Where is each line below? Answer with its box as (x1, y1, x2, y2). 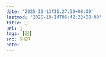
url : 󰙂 (6, 25, 23, 31)
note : (6, 42, 20, 48)
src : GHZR (6, 36, 31, 42)
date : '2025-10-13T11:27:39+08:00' (6, 8, 94, 15)
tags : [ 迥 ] (6, 31, 33, 37)
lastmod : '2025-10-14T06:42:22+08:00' (6, 14, 102, 20)
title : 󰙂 (6, 20, 28, 26)
